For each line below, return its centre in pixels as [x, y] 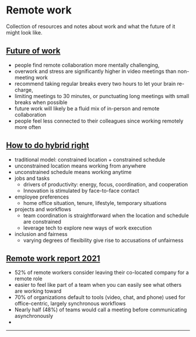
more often [28, 127]
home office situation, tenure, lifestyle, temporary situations [95, 203]
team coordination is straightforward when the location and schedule [106, 215]
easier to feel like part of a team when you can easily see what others [98, 285]
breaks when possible [41, 102]
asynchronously [34, 316]
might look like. [24, 32]
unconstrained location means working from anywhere [80, 166]
